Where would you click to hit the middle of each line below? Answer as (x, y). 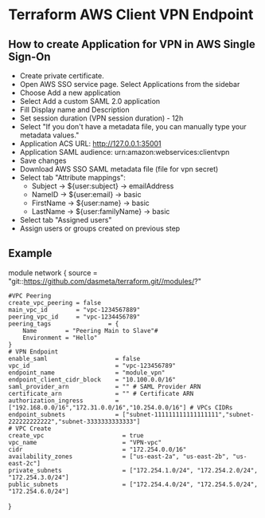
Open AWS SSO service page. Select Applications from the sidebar (130, 84)
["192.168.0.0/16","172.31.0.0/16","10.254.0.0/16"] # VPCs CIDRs (121, 407)
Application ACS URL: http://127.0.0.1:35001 (90, 144)
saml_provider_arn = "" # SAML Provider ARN (105, 386)
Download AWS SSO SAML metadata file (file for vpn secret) (119, 169)
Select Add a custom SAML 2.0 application (90, 101)
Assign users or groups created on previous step (100, 228)
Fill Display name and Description (74, 110)
